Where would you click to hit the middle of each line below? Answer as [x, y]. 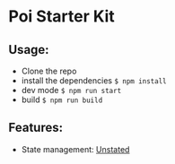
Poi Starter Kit [62, 17]
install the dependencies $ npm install [94, 81]
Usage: [29, 50]
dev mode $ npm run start [71, 90]
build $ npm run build [62, 99]
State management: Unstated [75, 149]
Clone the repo [49, 71]
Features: [36, 128]
